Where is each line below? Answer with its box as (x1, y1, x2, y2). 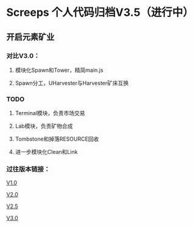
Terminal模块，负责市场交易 (15, 110, 85, 117)
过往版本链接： (6, 165, 51, 173)
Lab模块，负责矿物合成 (15, 122, 73, 130)
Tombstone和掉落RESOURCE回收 (15, 135, 99, 143)
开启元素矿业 (6, 32, 55, 42)
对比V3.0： (6, 51, 40, 60)
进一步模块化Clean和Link (15, 148, 78, 156)
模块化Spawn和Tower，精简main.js (15, 66, 104, 74)
